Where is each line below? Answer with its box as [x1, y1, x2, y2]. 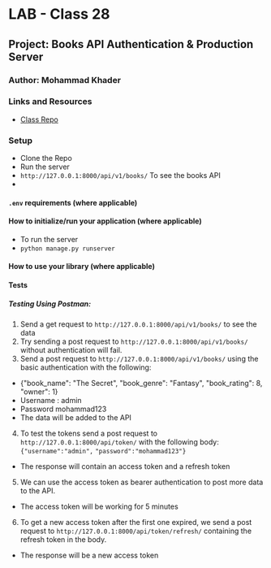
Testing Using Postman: [8, 298, 92, 309]
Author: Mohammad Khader [8, 74, 122, 85]
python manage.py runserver [19, 245, 115, 253]
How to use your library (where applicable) [8, 262, 156, 271]
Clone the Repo [19, 154, 73, 163]
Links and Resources [8, 96, 92, 107]
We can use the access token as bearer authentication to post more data [19, 477, 264, 488]
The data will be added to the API [19, 413, 132, 423]
